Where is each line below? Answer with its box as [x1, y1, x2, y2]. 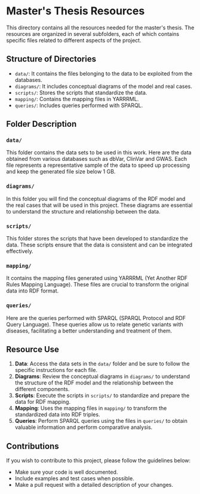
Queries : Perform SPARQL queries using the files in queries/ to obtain [14, 417, 188, 425]
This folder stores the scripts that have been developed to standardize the [6, 235, 189, 242]
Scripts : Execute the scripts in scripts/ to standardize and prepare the [14, 392, 190, 399]
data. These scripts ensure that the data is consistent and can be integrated [6, 241, 193, 249]
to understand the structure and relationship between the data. [6, 208, 161, 215]
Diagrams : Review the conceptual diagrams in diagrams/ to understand [14, 373, 190, 380]
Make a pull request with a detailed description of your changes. [14, 481, 174, 489]
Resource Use [6, 344, 60, 355]
